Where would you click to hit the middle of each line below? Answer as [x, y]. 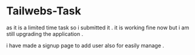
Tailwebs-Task [44, 11]
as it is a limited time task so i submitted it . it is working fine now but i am [98, 27]
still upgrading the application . [45, 33]
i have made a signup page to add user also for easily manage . [85, 45]
